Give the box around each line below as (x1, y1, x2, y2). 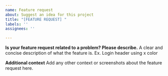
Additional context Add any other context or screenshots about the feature (5, 60, 162, 66)
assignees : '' (5, 26, 35, 31)
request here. (5, 65, 33, 71)
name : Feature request (5, 7, 53, 13)
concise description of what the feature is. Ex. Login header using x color (5, 50, 158, 56)
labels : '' (5, 21, 28, 27)
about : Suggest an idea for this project (5, 12, 94, 17)
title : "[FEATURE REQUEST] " (5, 17, 67, 22)
